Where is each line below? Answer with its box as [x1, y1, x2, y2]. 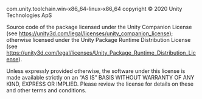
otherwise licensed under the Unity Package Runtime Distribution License [6, 36, 191, 43]
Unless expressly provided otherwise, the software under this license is [6, 67, 186, 75]
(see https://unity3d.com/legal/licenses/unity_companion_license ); [6, 30, 173, 37]
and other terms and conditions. [6, 87, 87, 94]
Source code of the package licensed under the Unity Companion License [6, 24, 192, 30]
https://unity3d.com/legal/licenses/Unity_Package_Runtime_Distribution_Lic [6, 49, 196, 56]
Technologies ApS [6, 12, 52, 19]
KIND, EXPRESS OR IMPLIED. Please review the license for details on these [6, 80, 193, 87]
